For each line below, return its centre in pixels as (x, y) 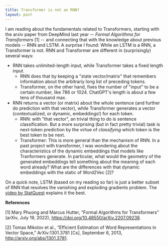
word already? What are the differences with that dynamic (80, 167)
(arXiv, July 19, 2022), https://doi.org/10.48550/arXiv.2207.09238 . (73, 217)
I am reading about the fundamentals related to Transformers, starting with (82, 29)
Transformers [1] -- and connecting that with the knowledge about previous (83, 39)
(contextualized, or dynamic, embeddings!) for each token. (73, 113)
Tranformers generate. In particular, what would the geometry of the (91, 156)
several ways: (19, 55)
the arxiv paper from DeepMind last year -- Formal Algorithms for (73, 34)
